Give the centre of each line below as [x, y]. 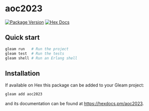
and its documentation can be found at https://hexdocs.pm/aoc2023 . [74, 104]
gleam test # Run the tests [35, 54]
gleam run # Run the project [37, 49]
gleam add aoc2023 [24, 94]
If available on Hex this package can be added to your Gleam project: [74, 85]
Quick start [22, 38]
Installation [22, 73]
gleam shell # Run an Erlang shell [41, 58]
